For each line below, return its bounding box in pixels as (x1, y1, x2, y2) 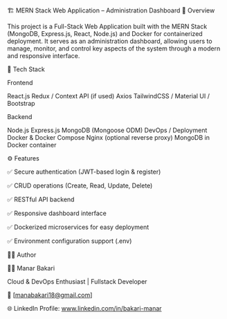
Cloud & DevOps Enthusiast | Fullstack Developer (7, 277, 147, 286)
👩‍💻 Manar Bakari (7, 264, 55, 272)
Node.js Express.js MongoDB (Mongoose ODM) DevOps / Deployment (7, 126, 208, 134)
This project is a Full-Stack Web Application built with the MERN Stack (7, 22, 208, 30)
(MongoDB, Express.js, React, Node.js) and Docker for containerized (7, 30, 203, 37)
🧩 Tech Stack (7, 65, 45, 73)
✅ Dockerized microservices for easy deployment (7, 223, 149, 231)
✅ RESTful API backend (7, 195, 75, 203)
